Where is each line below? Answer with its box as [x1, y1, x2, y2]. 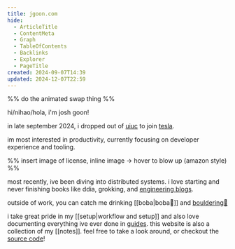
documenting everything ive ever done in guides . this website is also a [7, 220, 210, 228]
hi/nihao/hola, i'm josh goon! [7, 108, 90, 116]
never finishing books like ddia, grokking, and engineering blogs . [7, 185, 194, 194]
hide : [7, 17, 23, 24]
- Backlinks [13, 50, 49, 57]
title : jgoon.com [7, 10, 58, 18]
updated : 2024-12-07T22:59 [7, 75, 86, 83]
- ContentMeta [13, 29, 55, 37]
